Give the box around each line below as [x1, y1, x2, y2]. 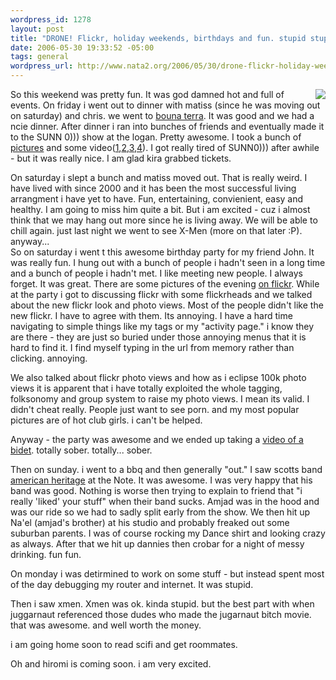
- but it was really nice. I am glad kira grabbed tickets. [10, 152, 232, 164]
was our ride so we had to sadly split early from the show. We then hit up [10, 506, 311, 518]
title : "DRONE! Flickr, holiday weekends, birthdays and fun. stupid [10, 33, 307, 43]
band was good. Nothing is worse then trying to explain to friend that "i [10, 485, 303, 496]
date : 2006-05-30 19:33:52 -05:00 [10, 42, 155, 53]
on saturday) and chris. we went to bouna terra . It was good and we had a [10, 110, 315, 121]
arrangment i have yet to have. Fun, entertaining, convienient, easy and [10, 193, 304, 205]
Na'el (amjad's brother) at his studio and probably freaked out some [10, 517, 290, 528]
